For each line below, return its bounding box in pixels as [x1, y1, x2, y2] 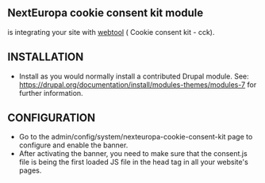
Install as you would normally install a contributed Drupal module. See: [18, 71, 249, 81]
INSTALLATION [7, 51, 84, 64]
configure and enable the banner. [18, 140, 129, 150]
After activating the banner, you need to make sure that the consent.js [18, 149, 248, 158]
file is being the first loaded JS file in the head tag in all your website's [18, 158, 249, 167]
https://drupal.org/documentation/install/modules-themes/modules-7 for [18, 79, 257, 90]
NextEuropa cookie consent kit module [7, 6, 204, 20]
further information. [18, 88, 84, 97]
